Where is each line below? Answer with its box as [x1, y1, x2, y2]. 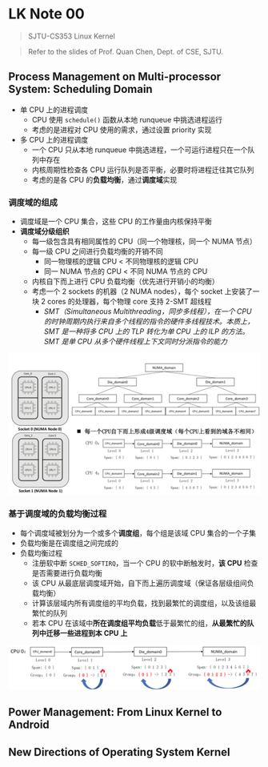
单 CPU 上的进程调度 [19, 105, 89, 114]
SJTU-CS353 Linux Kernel [27, 31, 116, 41]
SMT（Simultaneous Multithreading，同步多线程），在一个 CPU [43, 307, 252, 316]
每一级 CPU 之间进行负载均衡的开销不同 [31, 247, 164, 256]
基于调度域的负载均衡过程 [8, 508, 107, 520]
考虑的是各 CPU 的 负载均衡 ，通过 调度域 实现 [31, 175, 178, 184]
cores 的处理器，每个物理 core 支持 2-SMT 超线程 [47, 297, 212, 307]
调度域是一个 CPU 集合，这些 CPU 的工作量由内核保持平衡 [19, 217, 212, 227]
